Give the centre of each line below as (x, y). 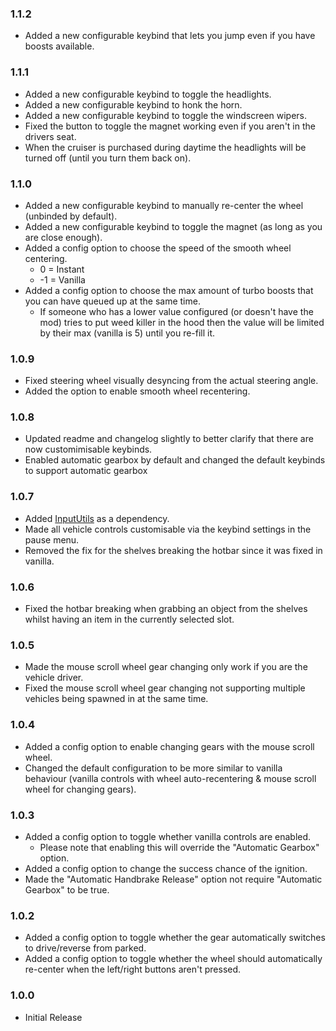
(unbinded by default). (71, 216)
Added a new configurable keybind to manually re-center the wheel (164, 205)
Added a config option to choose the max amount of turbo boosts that (169, 290)
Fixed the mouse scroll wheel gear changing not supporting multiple (165, 688)
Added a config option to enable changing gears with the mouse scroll (169, 746)
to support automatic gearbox (86, 471)
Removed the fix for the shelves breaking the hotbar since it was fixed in (173, 550)
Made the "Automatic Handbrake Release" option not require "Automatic (173, 879)
